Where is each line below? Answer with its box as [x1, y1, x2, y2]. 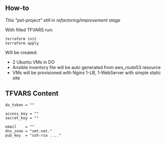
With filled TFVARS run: [5, 27, 53, 33]
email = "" [5, 124, 35, 129]
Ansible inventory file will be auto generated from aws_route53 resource [12, 64, 161, 70]
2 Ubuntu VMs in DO [12, 59, 55, 65]
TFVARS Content [5, 89, 59, 98]
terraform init [5, 36, 37, 41]
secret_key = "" [5, 115, 39, 121]
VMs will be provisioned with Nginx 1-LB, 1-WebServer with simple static [12, 70, 161, 75]
